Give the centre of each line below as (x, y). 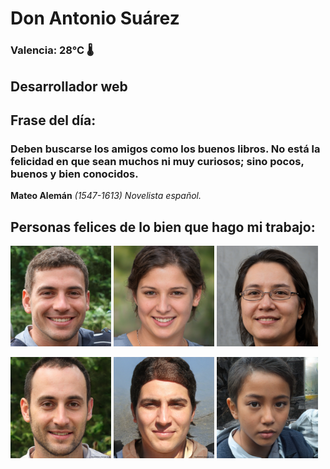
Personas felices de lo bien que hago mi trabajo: (163, 227)
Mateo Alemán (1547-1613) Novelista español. (106, 196)
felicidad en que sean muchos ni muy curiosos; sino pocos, (157, 161)
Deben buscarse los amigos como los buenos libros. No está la (165, 149)
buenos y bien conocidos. (74, 174)
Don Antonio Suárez (95, 18)
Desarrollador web (69, 86)
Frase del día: (53, 120)
